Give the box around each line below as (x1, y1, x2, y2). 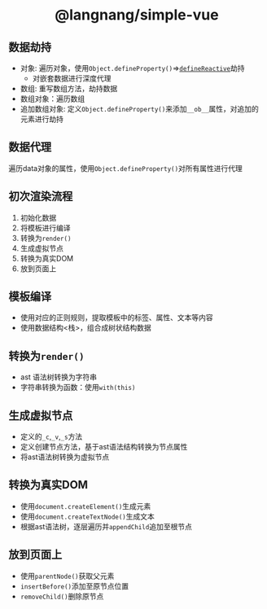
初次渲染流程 (8, 190, 73, 204)
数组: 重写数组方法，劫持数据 (20, 84, 118, 93)
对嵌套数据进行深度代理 (32, 73, 112, 83)
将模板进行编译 (20, 222, 71, 233)
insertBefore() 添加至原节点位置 (20, 581, 129, 591)
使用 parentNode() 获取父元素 (20, 571, 115, 581)
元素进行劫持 (20, 114, 63, 124)
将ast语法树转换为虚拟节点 (20, 452, 110, 462)
